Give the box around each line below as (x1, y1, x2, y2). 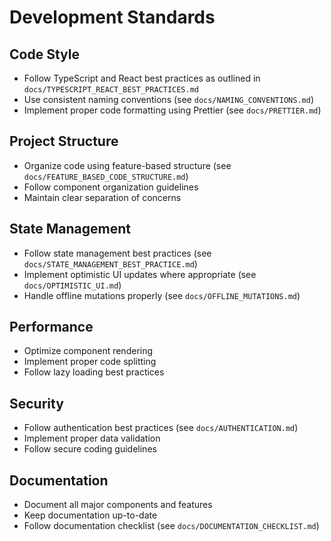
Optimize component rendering (23, 345, 154, 357)
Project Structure (9, 133, 119, 150)
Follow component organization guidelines (23, 181, 199, 193)
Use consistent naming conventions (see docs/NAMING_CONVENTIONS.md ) (23, 94, 314, 105)
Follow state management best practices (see (23, 247, 212, 259)
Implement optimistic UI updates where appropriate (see (23, 268, 257, 280)
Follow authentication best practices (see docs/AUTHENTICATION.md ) (23, 422, 299, 434)
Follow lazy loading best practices (23, 366, 165, 378)
